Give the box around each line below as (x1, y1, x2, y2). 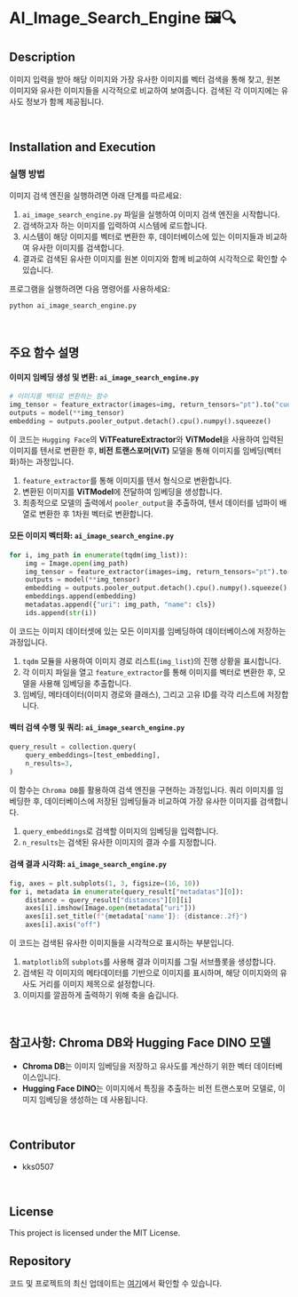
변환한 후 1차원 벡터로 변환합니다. (38, 508, 153, 519)
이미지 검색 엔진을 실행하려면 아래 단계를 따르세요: (9, 189, 183, 201)
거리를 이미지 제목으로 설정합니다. (38, 979, 155, 989)
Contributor (9, 1138, 75, 1153)
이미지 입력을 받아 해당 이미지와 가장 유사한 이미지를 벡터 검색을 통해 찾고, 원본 (9, 74, 281, 84)
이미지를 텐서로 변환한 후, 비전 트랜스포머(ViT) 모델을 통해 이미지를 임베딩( (9, 444, 268, 455)
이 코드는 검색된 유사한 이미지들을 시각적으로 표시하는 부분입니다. (9, 938, 235, 949)
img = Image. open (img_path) (25, 558, 129, 568)
